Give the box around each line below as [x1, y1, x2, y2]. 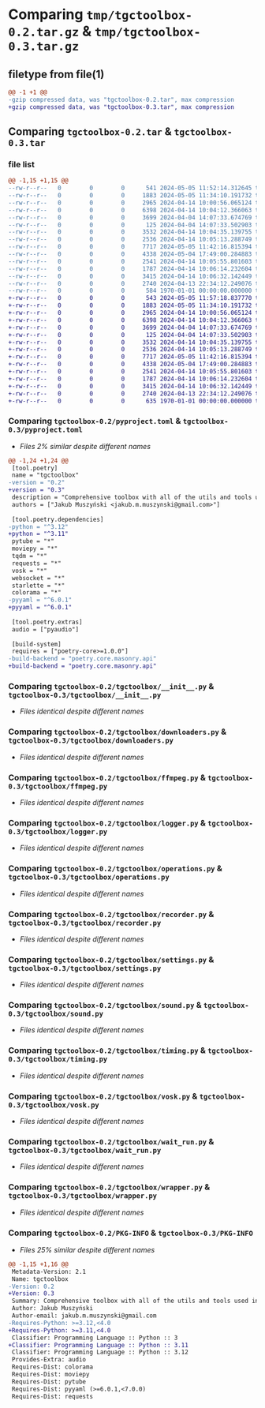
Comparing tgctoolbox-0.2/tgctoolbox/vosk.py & [8, 1091, 198, 1102]
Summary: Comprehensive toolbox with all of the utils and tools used [11, 1297, 248, 1305]
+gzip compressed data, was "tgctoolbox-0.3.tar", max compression [8, 103, 235, 111]
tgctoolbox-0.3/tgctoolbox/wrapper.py [8, 1192, 158, 1200]
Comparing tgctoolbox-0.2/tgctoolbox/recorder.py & [8, 908, 215, 919]
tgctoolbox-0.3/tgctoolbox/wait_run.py [8, 1146, 162, 1155]
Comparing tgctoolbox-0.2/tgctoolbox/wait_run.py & [8, 1137, 215, 1147]
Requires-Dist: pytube [11, 1377, 87, 1386]
